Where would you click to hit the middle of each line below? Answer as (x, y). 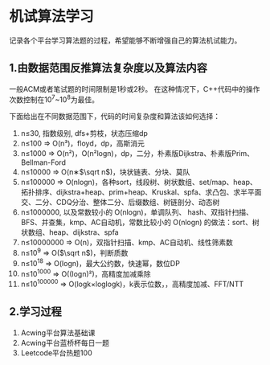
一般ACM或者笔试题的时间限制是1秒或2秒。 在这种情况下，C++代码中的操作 (135, 88)
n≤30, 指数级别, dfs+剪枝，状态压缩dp (84, 133)
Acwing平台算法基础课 (58, 332)
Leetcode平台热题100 (56, 353)
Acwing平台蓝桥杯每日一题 (65, 342)
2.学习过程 (36, 312)
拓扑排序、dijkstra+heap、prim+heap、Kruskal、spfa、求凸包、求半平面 (141, 192)
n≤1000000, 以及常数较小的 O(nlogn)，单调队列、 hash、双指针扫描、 (137, 212)
